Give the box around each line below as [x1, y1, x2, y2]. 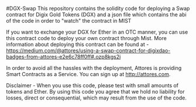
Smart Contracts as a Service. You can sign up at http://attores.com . [6, 71, 171, 77]
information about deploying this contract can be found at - [6, 41, 149, 48]
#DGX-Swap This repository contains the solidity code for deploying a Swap [6, 5, 190, 12]
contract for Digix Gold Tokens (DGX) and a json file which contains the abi [6, 11, 187, 18]
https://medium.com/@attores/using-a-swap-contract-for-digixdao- [6, 47, 171, 54]
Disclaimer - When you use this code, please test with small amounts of [6, 82, 179, 89]
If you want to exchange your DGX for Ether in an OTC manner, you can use [6, 28, 188, 35]
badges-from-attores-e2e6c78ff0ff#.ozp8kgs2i [6, 53, 121, 60]
